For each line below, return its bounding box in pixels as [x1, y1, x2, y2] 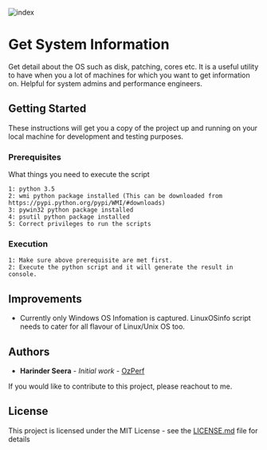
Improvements [8, 292, 82, 306]
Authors [8, 345, 50, 358]
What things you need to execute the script [8, 170, 150, 180]
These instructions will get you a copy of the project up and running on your [8, 123, 257, 132]
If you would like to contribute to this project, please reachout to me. [8, 381, 233, 391]
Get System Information [8, 36, 170, 53]
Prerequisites [8, 152, 61, 163]
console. [8, 270, 37, 278]
